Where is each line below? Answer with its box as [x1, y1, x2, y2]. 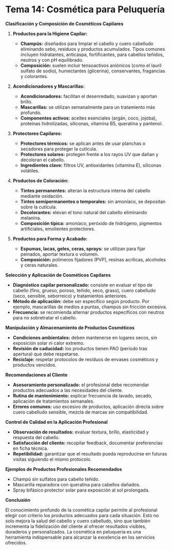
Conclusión [5, 497, 31, 503]
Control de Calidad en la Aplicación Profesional [5, 419, 108, 425]
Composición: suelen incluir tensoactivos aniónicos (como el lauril [20, 62, 162, 68]
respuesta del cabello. [12, 434, 60, 440]
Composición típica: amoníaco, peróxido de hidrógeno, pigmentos [20, 220, 162, 226]
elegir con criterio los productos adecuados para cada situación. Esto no [5, 512, 159, 518]
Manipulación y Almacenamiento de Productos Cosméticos [5, 325, 135, 331]
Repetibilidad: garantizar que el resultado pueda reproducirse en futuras [12, 450, 167, 457]
